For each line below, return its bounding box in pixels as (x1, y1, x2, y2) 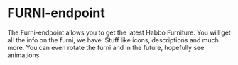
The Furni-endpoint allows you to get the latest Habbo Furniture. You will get (7, 28, 231, 37)
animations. (7, 51, 41, 59)
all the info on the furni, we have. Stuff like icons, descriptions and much (7, 35, 219, 44)
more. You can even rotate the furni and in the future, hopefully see (7, 43, 205, 52)
